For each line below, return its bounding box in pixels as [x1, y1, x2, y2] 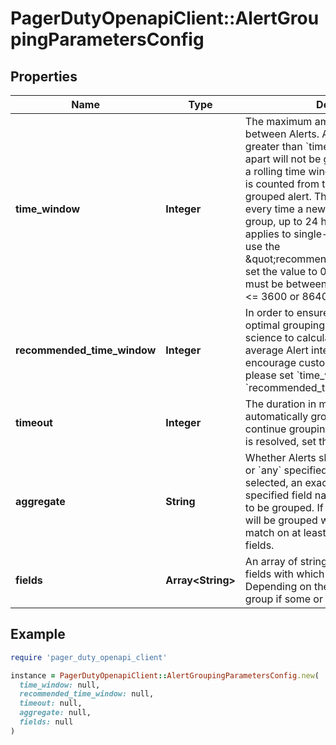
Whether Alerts [244, 451, 317, 464]
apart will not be [244, 152, 322, 166]
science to [244, 331, 295, 344]
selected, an [244, 476, 303, 489]
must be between [244, 277, 328, 291]
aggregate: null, [19, 708, 92, 718]
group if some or [244, 592, 323, 606]
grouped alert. [244, 190, 312, 203]
